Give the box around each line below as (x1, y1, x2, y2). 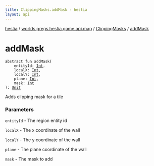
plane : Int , (14, 76, 39, 82)
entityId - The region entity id (5, 117, 67, 123)
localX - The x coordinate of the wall (5, 127, 80, 133)
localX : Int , (14, 68, 41, 73)
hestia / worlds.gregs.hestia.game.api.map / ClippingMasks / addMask (5, 25, 149, 31)
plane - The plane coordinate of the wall (5, 146, 87, 152)
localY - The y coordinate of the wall (5, 137, 80, 143)
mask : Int (14, 81, 35, 86)
